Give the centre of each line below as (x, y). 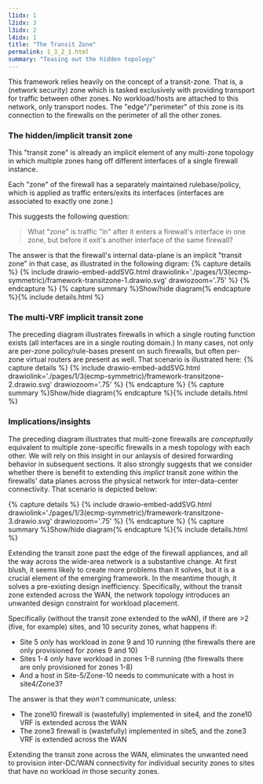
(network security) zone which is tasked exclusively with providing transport (131, 90)
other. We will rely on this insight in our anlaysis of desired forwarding (121, 455)
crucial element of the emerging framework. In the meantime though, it (122, 578)
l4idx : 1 (22, 37)
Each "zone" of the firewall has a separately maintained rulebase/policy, (124, 185)
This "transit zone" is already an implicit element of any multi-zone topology (131, 153)
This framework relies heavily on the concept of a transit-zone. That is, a (126, 81)
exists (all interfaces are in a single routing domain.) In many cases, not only (131, 343)
